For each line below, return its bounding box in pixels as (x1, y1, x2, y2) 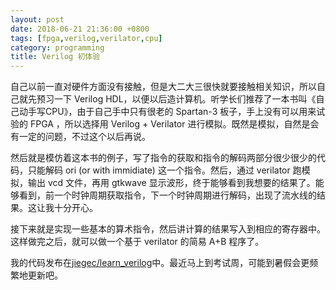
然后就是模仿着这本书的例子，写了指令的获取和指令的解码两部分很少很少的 (10, 152, 317, 164)
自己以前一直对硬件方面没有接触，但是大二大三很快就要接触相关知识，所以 (10, 81, 317, 93)
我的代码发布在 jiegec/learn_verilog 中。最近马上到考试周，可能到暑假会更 (10, 257, 310, 269)
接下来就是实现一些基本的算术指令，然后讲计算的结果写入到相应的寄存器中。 (10, 223, 326, 235)
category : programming (10, 42, 105, 53)
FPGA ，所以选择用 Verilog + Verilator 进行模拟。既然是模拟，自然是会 (29, 118, 320, 130)
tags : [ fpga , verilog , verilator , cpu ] (10, 33, 163, 43)
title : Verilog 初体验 (10, 52, 101, 62)
